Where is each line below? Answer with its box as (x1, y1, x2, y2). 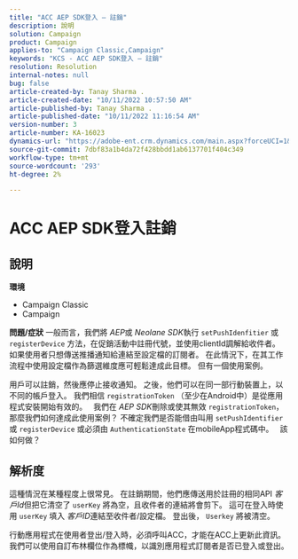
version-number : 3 (9, 121, 77, 130)
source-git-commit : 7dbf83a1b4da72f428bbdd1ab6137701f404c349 (9, 145, 244, 154)
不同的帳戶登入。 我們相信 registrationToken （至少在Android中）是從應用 (9, 390, 284, 401)
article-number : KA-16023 (9, 129, 105, 138)
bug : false (9, 79, 50, 88)
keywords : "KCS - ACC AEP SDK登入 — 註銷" (9, 54, 163, 63)
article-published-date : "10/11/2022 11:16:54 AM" (9, 112, 200, 121)
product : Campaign (9, 37, 77, 47)
